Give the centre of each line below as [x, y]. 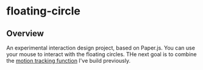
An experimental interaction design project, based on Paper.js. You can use [101, 48]
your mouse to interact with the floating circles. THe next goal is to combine [101, 54]
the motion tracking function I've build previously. [69, 61]
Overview [25, 33]
